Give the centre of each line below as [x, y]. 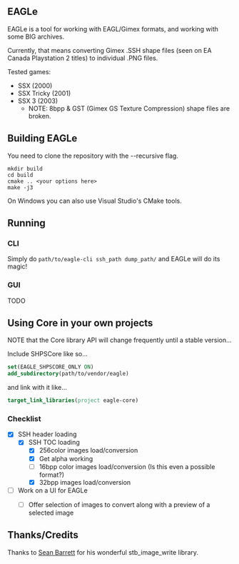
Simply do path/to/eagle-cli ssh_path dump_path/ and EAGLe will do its [114, 259]
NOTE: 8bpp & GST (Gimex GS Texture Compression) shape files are [129, 108]
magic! [17, 266]
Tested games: [29, 71]
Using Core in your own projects [80, 323]
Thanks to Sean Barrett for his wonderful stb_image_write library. [103, 552]
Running [27, 223]
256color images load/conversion [88, 450]
